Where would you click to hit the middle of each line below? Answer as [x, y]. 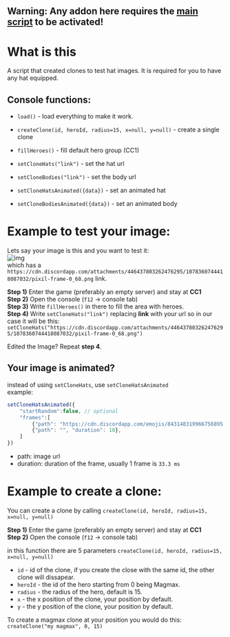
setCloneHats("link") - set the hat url [71, 164]
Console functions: [49, 100]
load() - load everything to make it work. [75, 116]
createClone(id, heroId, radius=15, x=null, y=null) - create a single [118, 129]
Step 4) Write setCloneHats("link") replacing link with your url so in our [110, 314]
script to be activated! [55, 22]
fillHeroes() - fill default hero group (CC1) [78, 150]
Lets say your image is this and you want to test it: [78, 251]
